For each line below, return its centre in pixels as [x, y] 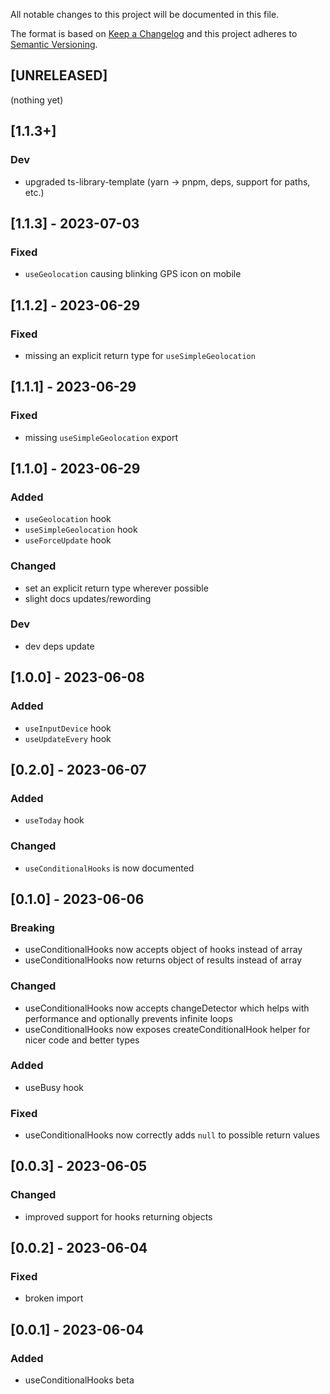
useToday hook [54, 820]
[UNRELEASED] [59, 75]
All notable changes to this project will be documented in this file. [145, 14]
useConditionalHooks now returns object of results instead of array [163, 960]
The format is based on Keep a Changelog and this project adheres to [154, 33]
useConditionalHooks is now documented [109, 868]
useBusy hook [54, 1087]
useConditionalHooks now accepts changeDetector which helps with [167, 1008]
